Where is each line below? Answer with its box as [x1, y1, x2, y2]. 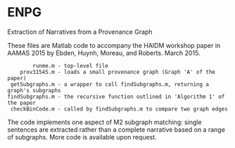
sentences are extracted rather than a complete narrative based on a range [7, 125, 225, 134]
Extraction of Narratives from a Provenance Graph [7, 27, 153, 36]
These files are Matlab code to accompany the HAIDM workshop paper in [7, 41, 221, 49]
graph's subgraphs [7, 87, 61, 94]
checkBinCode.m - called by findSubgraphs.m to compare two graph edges [10, 105, 229, 113]
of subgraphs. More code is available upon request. [7, 132, 157, 141]
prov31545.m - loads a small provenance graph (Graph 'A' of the [20, 68, 216, 75]
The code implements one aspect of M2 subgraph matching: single [7, 118, 202, 126]
